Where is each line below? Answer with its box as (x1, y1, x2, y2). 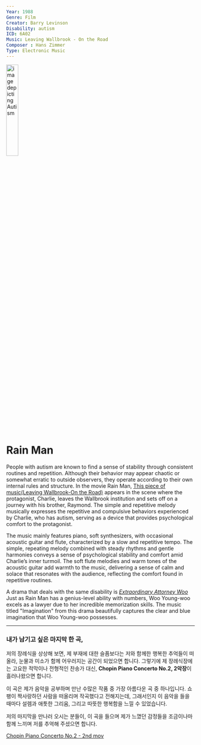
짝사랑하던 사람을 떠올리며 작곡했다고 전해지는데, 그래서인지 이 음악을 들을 (17, 692, 190, 700)
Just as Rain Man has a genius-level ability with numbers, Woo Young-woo (6, 594, 190, 601)
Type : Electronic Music (6, 48, 66, 54)
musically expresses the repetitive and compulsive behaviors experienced (6, 507, 189, 515)
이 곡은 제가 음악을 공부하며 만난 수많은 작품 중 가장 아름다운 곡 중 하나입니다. (6, 685, 187, 692)
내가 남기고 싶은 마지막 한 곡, (6, 635, 84, 643)
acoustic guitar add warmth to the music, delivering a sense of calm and (6, 564, 184, 571)
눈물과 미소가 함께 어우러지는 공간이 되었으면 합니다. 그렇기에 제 (19, 657, 167, 664)
